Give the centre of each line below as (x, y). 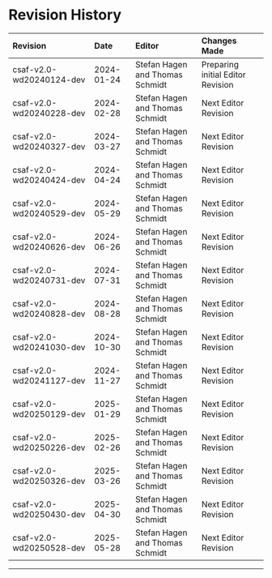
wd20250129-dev (49, 413)
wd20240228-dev (49, 113)
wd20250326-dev (49, 481)
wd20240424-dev (49, 180)
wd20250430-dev (49, 514)
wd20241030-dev (49, 347)
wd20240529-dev (49, 213)
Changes (219, 41)
